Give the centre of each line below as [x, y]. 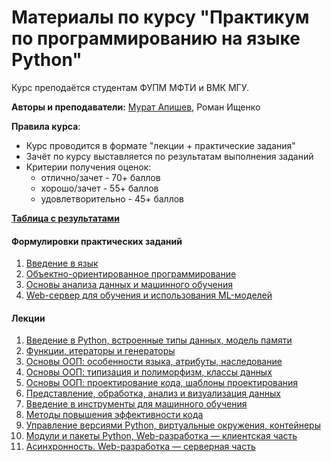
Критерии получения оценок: [88, 167]
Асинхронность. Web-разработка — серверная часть [140, 447]
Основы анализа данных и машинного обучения [129, 285]
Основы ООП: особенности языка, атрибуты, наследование [154, 362]
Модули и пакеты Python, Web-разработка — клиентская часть [161, 436]
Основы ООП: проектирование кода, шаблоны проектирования [162, 383]
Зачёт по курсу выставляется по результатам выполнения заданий [169, 156]
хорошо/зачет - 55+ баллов [99, 188]
